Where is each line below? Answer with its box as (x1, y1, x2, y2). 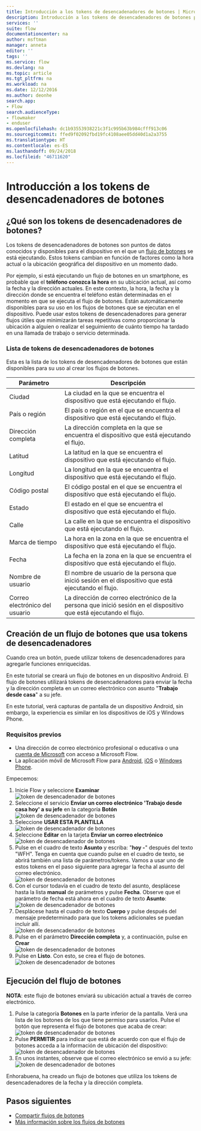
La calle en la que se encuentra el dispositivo (64, 517, 191, 525)
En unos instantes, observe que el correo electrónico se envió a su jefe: (14, 1054, 191, 1061)
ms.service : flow (6, 59, 50, 65)
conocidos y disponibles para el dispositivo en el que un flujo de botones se (6, 248, 193, 255)
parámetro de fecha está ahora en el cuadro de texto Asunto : (14, 895, 166, 902)
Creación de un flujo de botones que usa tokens (6, 629, 188, 639)
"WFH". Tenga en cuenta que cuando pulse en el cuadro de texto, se (14, 850, 184, 858)
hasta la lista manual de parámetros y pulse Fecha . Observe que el (14, 888, 181, 895)
